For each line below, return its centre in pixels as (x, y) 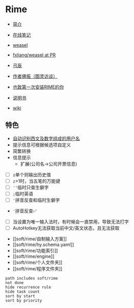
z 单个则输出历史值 (32, 174)
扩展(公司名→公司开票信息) (49, 164)
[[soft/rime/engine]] (33, 256)
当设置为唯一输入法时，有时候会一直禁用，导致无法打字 (71, 222)
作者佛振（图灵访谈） (35, 76)
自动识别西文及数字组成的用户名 (46, 138)
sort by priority (24, 301)
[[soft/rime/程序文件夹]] (37, 269)
